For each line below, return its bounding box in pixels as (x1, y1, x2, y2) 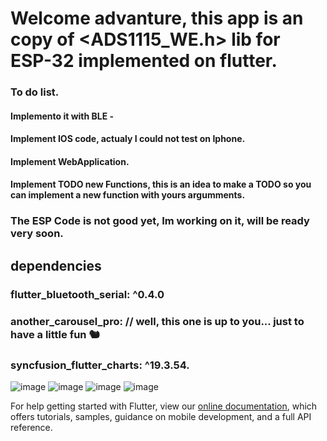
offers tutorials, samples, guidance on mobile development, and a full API (10, 410, 312, 422)
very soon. (10, 227, 64, 241)
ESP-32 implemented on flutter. (10, 50, 278, 72)
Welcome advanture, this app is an (10, 7, 304, 30)
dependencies (10, 257, 102, 274)
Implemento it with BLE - (10, 110, 115, 122)
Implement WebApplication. (10, 155, 130, 167)
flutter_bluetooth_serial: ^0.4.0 (10, 287, 165, 301)
